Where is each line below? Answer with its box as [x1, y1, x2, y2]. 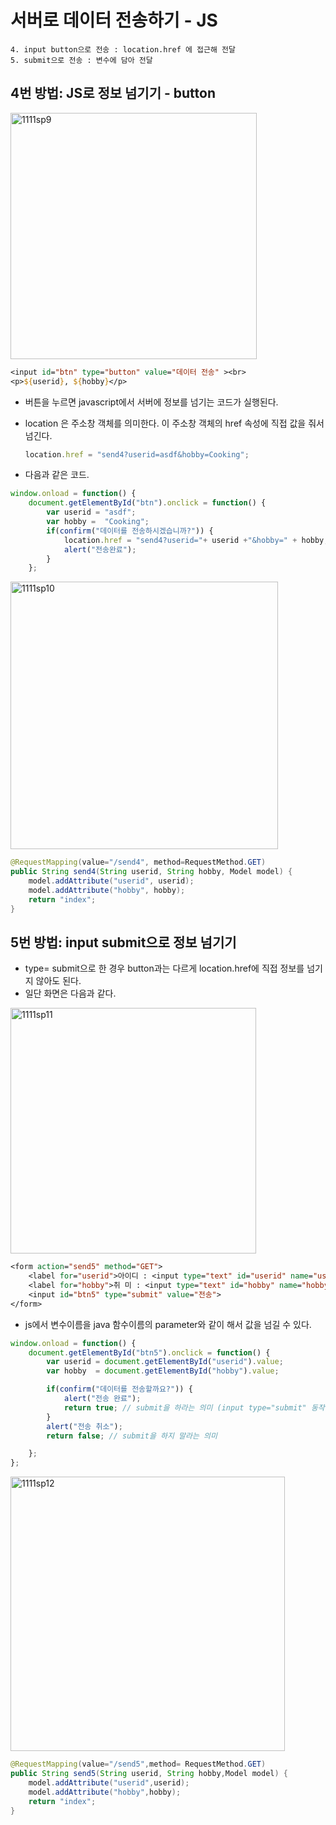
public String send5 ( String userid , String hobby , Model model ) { [10, 1769, 288, 1779]
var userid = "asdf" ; [46, 507, 137, 518]
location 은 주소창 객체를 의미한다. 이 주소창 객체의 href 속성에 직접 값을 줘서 [24, 417, 325, 429]
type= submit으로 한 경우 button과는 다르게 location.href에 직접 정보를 [24, 962, 305, 975]
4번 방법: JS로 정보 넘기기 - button [10, 85, 216, 102]
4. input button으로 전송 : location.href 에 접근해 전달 [10, 44, 236, 55]
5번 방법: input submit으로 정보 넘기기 [10, 934, 237, 951]
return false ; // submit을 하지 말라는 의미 [46, 1431, 218, 1441]
